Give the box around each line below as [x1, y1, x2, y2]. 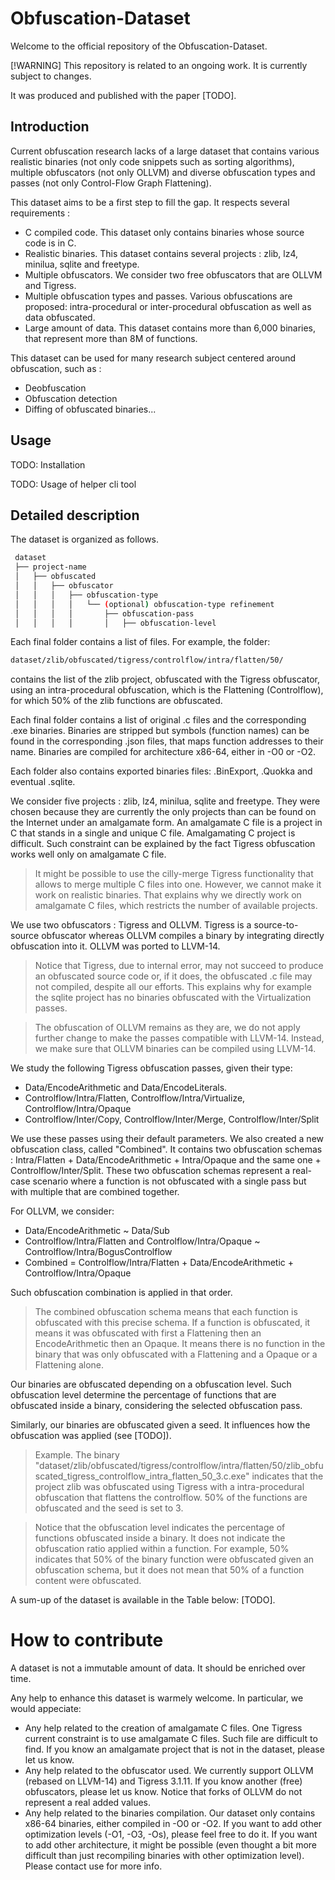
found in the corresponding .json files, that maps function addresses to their [10, 735, 324, 747]
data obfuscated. [24, 311, 96, 323]
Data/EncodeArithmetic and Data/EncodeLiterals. [24, 1082, 228, 1094]
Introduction [10, 118, 90, 136]
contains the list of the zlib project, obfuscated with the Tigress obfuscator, [10, 673, 320, 686]
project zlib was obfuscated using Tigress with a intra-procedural [34, 1481, 305, 1493]
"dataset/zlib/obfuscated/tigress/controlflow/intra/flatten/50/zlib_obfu [34, 1460, 324, 1472]
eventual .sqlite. [10, 776, 76, 788]
